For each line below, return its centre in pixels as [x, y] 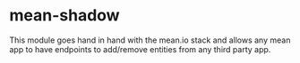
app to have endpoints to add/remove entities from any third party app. [140, 49]
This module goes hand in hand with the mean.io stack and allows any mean [150, 40]
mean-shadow [64, 16]
